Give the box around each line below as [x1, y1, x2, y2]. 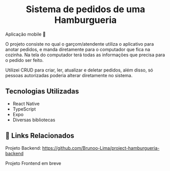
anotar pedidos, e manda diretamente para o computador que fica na [5, 46, 150, 52]
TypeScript [12, 106, 36, 112]
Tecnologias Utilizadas [5, 87, 79, 96]
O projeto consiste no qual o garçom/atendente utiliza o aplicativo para [5, 41, 154, 47]
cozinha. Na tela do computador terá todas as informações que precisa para [5, 52, 165, 58]
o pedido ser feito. [5, 57, 44, 63]
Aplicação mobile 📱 [5, 31, 46, 37]
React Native [12, 100, 40, 107]
